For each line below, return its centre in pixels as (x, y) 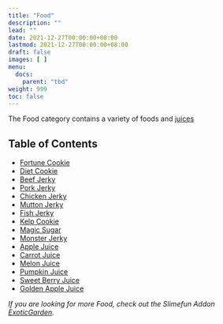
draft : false (30, 52)
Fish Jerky (37, 213)
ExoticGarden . (32, 312)
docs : (24, 74)
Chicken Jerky (43, 196)
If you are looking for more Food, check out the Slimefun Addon (111, 304)
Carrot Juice (40, 255)
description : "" (35, 23)
